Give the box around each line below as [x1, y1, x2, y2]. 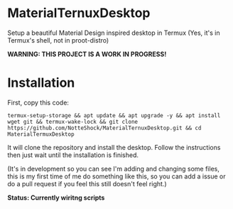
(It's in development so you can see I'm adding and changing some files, [7, 164, 220, 173]
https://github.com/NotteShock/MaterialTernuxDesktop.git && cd [7, 124, 202, 132]
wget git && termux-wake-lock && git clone [7, 118, 139, 125]
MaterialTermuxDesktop [7, 130, 75, 138]
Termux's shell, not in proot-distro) [7, 36, 109, 44]
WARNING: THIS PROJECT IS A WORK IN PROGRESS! [7, 50, 167, 58]
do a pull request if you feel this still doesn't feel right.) [7, 179, 167, 188]
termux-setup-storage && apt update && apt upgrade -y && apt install [7, 112, 221, 119]
